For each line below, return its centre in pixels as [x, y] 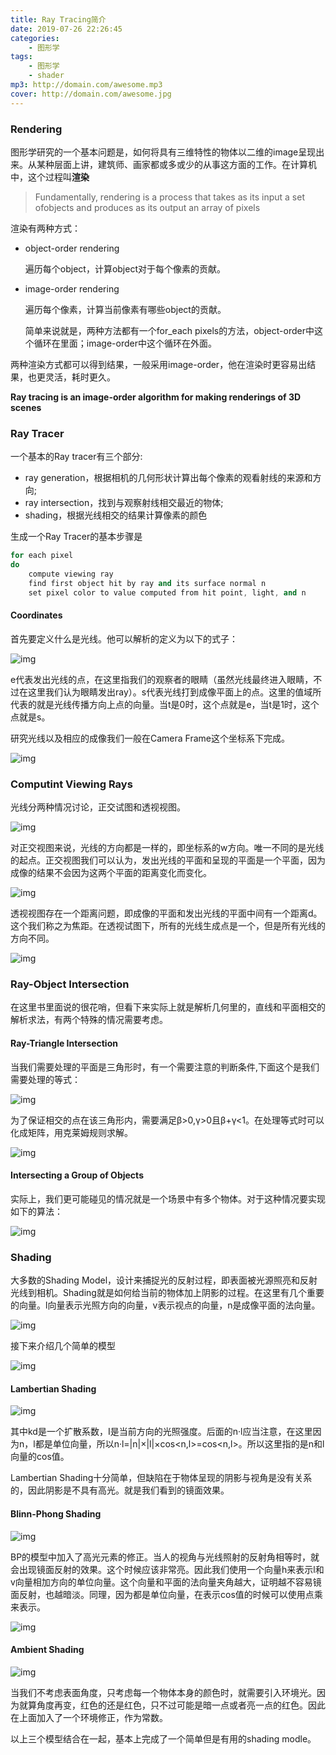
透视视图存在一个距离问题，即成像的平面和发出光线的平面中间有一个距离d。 [166, 913]
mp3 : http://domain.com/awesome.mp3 [86, 85]
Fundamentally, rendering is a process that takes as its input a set [169, 197]
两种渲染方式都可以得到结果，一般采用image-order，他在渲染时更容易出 [159, 364]
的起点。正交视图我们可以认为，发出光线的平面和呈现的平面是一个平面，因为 [168, 860]
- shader [46, 76]
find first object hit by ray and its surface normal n [147, 583]
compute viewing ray [71, 574]
